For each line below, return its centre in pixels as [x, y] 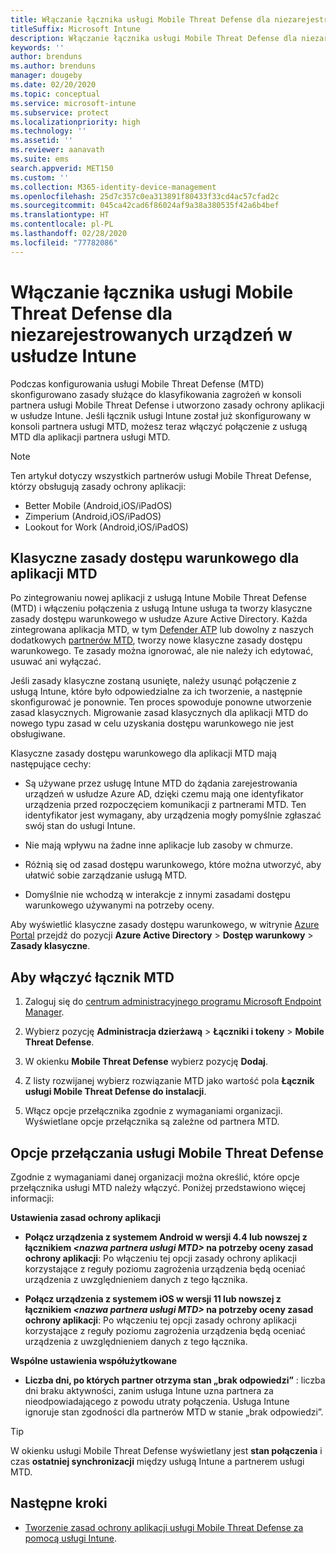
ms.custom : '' [40, 177]
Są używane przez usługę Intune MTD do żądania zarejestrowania [161, 783]
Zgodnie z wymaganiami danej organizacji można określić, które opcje [155, 1177]
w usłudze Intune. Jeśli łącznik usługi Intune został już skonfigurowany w [161, 415]
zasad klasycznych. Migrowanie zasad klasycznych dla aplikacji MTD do [159, 713]
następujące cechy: [51, 764]
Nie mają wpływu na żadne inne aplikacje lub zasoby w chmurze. [158, 845]
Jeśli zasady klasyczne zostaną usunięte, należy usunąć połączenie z [153, 681]
